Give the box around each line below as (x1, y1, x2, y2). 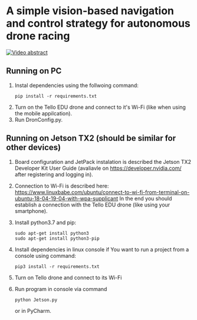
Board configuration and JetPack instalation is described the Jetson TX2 (14, 158, 192, 165)
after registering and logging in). (14, 170, 93, 178)
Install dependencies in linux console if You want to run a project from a (14, 245, 189, 253)
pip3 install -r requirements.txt (14, 263, 100, 270)
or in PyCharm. (14, 307, 51, 314)
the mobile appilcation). (14, 109, 73, 117)
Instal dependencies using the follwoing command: (14, 82, 139, 89)
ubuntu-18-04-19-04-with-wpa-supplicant (14, 195, 119, 202)
